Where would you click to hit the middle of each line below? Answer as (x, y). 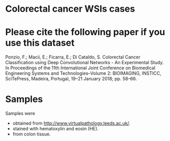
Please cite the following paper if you (85, 32)
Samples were (20, 114)
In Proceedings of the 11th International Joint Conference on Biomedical (80, 68)
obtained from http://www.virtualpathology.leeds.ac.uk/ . (72, 123)
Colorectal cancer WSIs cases (70, 9)
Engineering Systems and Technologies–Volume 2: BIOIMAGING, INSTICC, (83, 73)
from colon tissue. (32, 134)
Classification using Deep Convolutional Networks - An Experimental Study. (84, 63)
